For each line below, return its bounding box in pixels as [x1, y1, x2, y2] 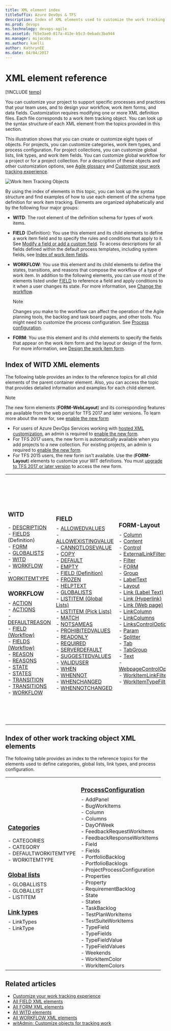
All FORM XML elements [12, 1004, 64, 1010]
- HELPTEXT [55, 582, 87, 590]
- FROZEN [55, 576, 81, 583]
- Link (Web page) [119, 601, 163, 608]
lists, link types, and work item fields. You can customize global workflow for [5, 152, 166, 158]
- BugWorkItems [80, 803, 121, 810]
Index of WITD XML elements [5, 360, 100, 369]
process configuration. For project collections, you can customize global [5, 147, 157, 153]
